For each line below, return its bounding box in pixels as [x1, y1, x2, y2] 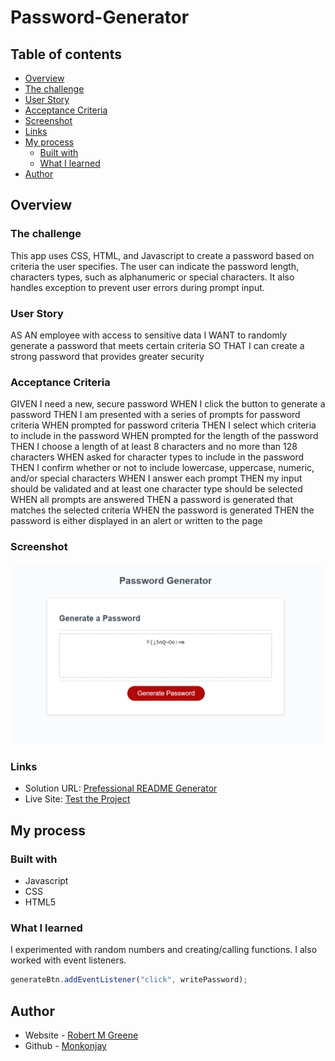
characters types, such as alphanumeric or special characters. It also [10, 271, 295, 283]
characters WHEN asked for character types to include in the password [10, 451, 304, 463]
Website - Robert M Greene [24, 1029, 139, 1041]
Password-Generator [10, 6, 190, 29]
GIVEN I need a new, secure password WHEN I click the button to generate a [10, 398, 326, 410]
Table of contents [10, 46, 122, 63]
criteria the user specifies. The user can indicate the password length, [10, 260, 300, 272]
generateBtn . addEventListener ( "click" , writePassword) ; [10, 975, 248, 985]
